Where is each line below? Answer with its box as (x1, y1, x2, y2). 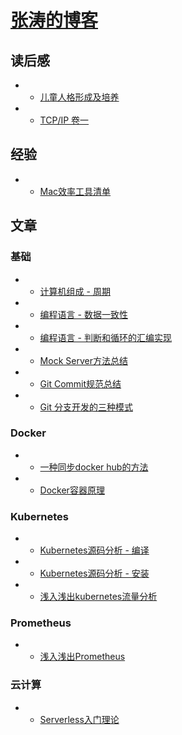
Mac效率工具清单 (39, 185, 112, 197)
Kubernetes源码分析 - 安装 (39, 567, 150, 580)
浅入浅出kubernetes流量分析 (39, 591, 158, 603)
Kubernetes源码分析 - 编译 (39, 544, 150, 556)
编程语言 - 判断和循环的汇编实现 (39, 331, 172, 343)
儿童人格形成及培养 (39, 91, 120, 103)
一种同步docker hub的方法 (39, 461, 149, 473)
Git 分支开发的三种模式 (39, 401, 133, 413)
